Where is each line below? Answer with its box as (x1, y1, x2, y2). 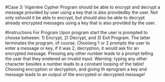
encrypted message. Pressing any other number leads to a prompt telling (5, 50, 154, 56)
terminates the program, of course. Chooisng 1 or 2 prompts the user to (5, 40, 150, 46)
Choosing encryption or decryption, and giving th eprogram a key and (5, 66, 147, 72)
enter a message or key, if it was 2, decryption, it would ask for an (5, 45, 139, 51)
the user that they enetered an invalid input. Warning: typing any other (5, 56, 148, 61)
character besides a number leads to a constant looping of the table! (5, 61, 144, 67)
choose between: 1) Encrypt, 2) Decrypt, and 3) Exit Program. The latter (5, 35, 151, 41)
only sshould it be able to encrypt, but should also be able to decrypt (5, 15, 145, 20)
